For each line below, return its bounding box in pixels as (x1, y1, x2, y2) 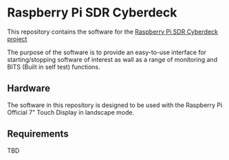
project (7, 34, 28, 43)
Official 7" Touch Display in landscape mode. (7, 108, 135, 116)
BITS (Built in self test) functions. (7, 62, 100, 71)
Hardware (7, 82, 50, 94)
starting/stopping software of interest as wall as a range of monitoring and (7, 55, 218, 63)
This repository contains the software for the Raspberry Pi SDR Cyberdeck (7, 27, 219, 36)
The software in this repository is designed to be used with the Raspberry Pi (7, 101, 223, 109)
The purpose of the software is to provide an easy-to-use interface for (7, 48, 207, 56)
